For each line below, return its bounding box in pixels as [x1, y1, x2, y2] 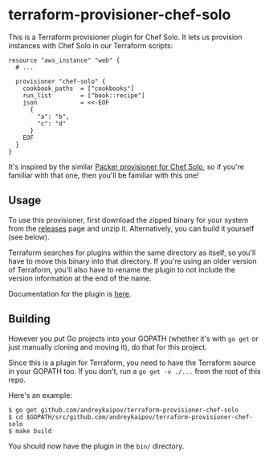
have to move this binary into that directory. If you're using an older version [8, 256, 257, 266]
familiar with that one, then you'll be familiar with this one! [8, 170, 199, 180]
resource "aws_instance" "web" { [8, 56, 120, 64]
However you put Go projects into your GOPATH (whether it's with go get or [8, 334, 259, 343]
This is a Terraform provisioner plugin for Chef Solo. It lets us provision [8, 32, 243, 42]
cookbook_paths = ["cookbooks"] [22, 84, 135, 92]
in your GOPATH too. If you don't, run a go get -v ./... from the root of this [8, 366, 261, 375]
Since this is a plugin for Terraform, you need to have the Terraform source [8, 358, 256, 367]
